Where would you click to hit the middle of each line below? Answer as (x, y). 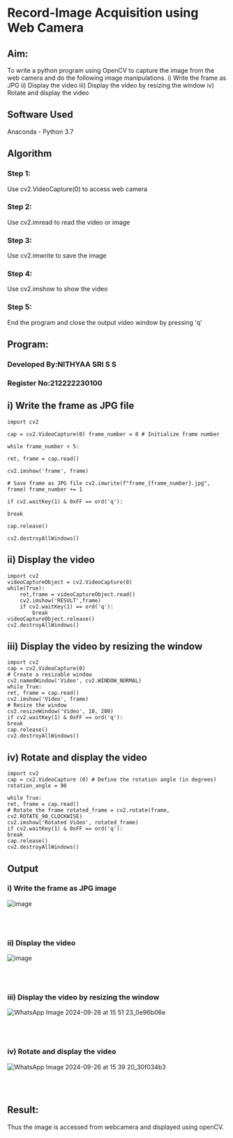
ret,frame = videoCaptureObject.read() (78, 594)
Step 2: (20, 207)
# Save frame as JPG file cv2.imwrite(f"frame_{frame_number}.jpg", (109, 483)
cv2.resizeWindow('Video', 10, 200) (60, 712)
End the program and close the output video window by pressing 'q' (105, 322)
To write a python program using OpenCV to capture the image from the (111, 70)
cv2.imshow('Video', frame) (48, 699)
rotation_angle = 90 (37, 786)
